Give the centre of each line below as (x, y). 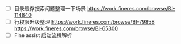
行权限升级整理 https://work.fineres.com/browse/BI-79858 (84, 22)
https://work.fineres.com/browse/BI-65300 (66, 28)
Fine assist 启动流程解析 (43, 35)
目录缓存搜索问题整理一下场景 (50, 8)
